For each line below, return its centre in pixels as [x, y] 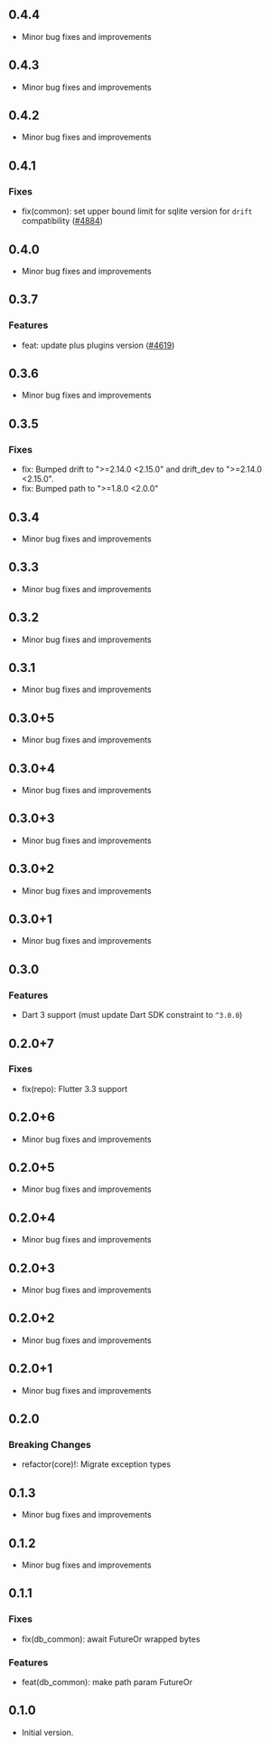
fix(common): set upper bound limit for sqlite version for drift [137, 211]
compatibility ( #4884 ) [62, 221]
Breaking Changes [50, 1445]
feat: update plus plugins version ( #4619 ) [98, 345]
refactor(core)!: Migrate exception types [96, 1464]
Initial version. [47, 1732]
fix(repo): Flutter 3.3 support [75, 1088]
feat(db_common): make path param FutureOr [107, 1682]
